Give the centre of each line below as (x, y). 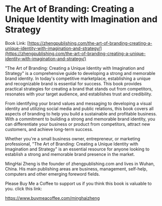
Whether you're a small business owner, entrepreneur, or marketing (72, 139)
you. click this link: (24, 188)
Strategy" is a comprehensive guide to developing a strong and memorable (80, 73)
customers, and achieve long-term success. (49, 129)
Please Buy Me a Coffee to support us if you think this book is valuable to (78, 183)
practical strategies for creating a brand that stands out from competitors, (79, 89)
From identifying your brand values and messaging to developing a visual (78, 103)
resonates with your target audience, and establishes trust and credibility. (79, 94)
